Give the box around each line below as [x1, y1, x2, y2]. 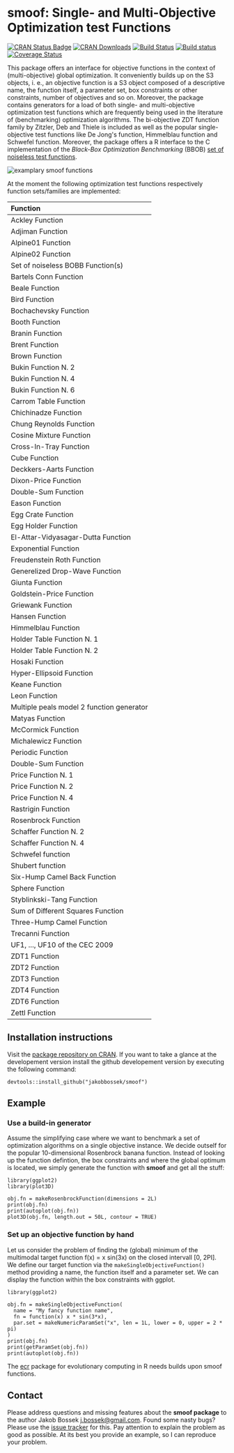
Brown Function [10, 351, 63, 360]
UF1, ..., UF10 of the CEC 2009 [10, 939, 114, 949]
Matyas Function [10, 713, 65, 723]
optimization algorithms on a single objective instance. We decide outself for [7, 1141, 227, 1150]
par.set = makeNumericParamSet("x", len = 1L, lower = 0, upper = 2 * [13, 1319, 223, 1326]
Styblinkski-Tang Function [10, 894, 97, 904]
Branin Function [10, 328, 63, 338]
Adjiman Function [10, 226, 68, 236]
